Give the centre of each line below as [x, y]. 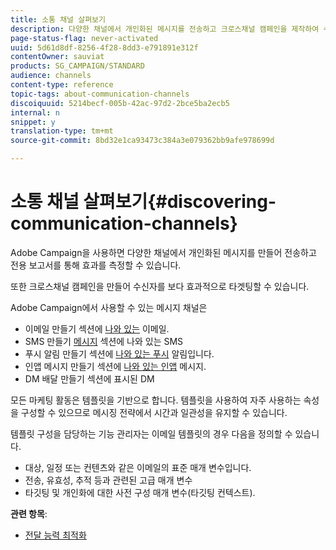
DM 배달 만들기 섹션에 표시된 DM [89, 378]
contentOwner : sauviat [57, 57]
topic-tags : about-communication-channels [100, 94]
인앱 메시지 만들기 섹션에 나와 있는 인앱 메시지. [115, 366]
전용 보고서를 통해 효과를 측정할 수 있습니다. [96, 265]
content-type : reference [62, 85]
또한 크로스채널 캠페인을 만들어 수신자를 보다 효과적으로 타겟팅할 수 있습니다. [160, 286]
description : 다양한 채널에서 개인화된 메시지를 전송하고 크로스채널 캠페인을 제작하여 [165, 29]
